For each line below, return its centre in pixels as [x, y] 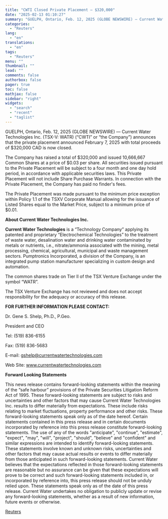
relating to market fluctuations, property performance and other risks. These [84, 411]
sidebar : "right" [23, 98]
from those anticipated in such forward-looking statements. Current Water [81, 459]
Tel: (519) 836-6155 [25, 336]
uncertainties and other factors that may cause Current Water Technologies [83, 400]
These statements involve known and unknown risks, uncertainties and [78, 448]
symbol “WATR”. [22, 281]
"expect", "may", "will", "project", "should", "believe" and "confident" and [80, 438]
